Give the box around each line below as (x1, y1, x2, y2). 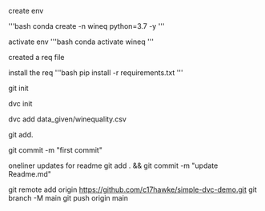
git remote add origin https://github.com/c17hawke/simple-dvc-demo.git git (8, 185, 258, 194)
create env (8, 6, 44, 15)
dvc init (8, 99, 33, 108)
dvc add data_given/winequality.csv (8, 114, 126, 124)
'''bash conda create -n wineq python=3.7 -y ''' (8, 22, 166, 30)
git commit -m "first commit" (8, 145, 102, 154)
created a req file (8, 53, 65, 62)
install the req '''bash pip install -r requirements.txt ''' (8, 68, 183, 78)
